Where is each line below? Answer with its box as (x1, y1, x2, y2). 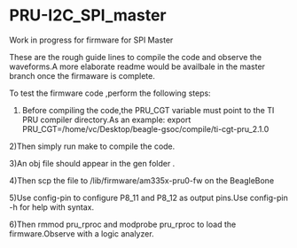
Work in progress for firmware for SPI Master (9, 35, 174, 45)
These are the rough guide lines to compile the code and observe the (9, 51, 262, 62)
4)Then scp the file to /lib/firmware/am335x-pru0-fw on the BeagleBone (9, 174, 275, 186)
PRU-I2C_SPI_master (9, 5, 167, 26)
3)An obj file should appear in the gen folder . (9, 158, 176, 168)
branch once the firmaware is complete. (9, 70, 155, 81)
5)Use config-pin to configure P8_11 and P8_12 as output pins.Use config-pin (9, 192, 288, 203)
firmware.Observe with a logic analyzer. (9, 228, 154, 239)
